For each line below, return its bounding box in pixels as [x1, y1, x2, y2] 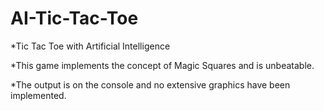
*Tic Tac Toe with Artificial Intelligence [10, 40, 171, 52]
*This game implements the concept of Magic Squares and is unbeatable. [10, 59, 315, 71]
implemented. [10, 89, 67, 101]
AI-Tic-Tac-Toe [10, 7, 139, 30]
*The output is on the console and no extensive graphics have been [10, 78, 291, 91]
